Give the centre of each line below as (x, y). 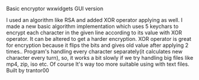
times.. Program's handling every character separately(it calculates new (94, 52)
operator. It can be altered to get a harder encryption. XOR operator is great (99, 39)
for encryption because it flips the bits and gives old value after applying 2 (97, 45)
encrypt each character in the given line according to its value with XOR (94, 33)
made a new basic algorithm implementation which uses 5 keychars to (92, 26)
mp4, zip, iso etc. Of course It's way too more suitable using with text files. (98, 64)
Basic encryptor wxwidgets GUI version (55, 9)
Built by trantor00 (28, 70)
